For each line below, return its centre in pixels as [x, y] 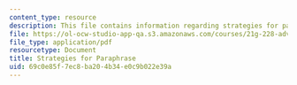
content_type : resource [53, 17]
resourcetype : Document [53, 50]
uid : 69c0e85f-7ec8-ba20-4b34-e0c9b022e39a [91, 67]
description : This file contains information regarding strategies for [144, 26]
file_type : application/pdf [61, 42]
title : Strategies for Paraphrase [73, 58]
